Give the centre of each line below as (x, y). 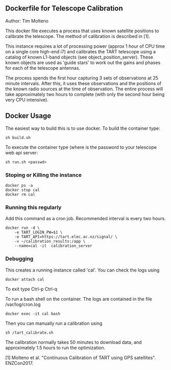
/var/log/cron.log (23, 304)
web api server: (22, 152)
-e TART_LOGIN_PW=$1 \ (39, 232)
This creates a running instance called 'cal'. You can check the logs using (82, 270)
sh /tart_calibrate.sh (29, 333)
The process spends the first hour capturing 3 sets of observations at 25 (82, 78)
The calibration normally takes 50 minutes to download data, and (74, 342)
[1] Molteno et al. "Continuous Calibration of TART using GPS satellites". (81, 357)
